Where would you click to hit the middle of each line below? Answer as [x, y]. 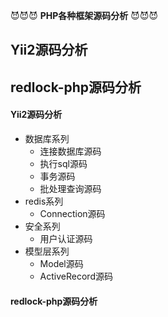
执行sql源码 [63, 163]
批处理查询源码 [70, 188]
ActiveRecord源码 [76, 276]
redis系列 [44, 201]
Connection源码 [72, 213]
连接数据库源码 [70, 151]
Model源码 [61, 263]
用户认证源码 [66, 238]
